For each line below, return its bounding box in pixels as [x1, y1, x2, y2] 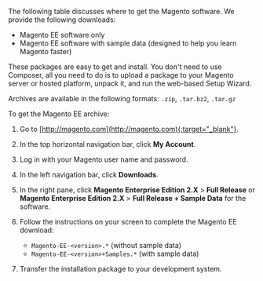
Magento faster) [19, 47, 72, 56]
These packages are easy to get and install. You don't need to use [8, 62, 222, 71]
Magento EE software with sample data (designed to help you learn [19, 38, 237, 48]
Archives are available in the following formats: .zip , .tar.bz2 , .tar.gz [8, 94, 236, 103]
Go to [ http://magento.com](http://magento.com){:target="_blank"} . [19, 125, 239, 133]
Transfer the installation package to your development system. [19, 265, 222, 273]
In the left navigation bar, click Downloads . [19, 170, 159, 179]
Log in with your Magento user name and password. [19, 155, 188, 164]
